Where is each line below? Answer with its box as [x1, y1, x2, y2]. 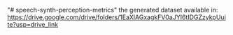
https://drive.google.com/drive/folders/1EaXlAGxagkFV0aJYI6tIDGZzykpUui [7, 13, 226, 21]
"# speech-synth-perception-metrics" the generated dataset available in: [7, 6, 218, 14]
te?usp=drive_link [7, 21, 58, 28]
